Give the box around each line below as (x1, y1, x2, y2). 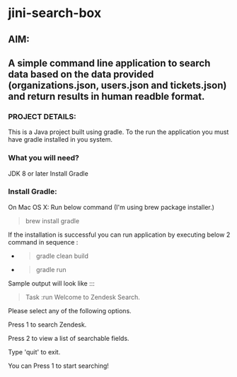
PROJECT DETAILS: (8, 111, 76, 121)
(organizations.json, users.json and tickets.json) (8, 79, 227, 91)
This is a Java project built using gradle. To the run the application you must (8, 128, 229, 136)
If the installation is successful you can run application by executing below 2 (8, 230, 231, 239)
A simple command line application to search (8, 57, 211, 69)
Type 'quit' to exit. (8, 347, 61, 356)
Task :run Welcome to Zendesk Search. (25, 293, 141, 301)
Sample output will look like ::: (8, 278, 95, 288)
